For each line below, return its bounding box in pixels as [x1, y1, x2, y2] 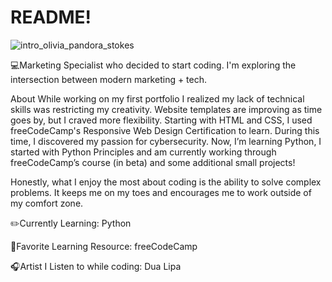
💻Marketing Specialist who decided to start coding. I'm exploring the [10, 59, 297, 71]
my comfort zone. [10, 197, 84, 209]
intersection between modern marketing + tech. [10, 73, 208, 85]
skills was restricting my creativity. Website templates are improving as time [10, 103, 323, 115]
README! [10, 6, 92, 29]
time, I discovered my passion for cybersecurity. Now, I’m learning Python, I [10, 135, 322, 147]
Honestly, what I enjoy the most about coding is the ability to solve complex [10, 176, 322, 188]
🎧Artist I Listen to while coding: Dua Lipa [10, 260, 182, 272]
